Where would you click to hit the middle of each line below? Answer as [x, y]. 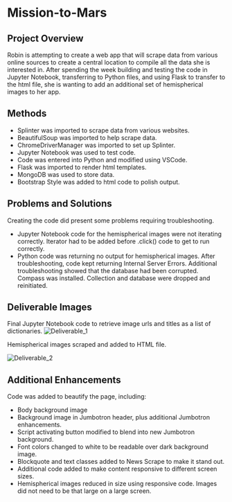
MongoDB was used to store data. [66, 174]
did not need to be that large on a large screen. [84, 491]
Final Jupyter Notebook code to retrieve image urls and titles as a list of [109, 324]
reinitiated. [33, 285]
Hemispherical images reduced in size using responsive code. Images [117, 484]
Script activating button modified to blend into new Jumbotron [106, 432]
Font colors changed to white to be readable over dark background [113, 447]
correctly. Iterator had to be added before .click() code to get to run [113, 241]
